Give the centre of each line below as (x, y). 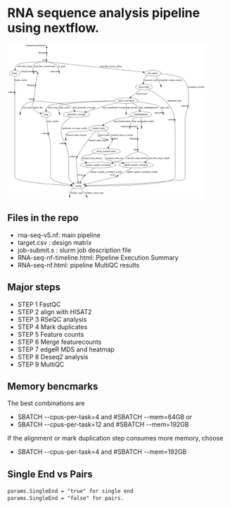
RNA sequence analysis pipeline (104, 13)
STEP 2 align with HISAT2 (55, 311)
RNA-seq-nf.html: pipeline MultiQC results (78, 265)
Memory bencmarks (53, 386)
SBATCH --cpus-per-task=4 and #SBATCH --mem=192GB (102, 452)
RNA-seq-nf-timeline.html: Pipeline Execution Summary (98, 257)
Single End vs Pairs (50, 474)
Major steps (34, 287)
